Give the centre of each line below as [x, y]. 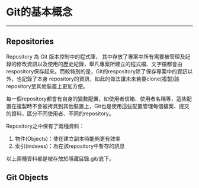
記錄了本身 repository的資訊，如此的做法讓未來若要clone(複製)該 [100, 79]
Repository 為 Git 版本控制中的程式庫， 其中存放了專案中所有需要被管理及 [96, 56]
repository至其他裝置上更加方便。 [47, 86]
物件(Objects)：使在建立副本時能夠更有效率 [68, 138]
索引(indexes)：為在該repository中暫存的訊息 [70, 146]
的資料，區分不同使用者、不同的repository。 [60, 114]
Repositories [30, 42]
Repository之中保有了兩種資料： [45, 126]
